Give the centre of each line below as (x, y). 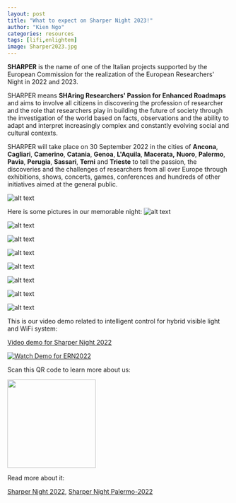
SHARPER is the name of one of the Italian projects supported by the (107, 67)
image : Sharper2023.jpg (42, 47)
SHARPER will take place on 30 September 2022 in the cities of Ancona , (113, 147)
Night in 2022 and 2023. (43, 82)
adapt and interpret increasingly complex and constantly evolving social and (118, 125)
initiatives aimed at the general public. (63, 184)
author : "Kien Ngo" (36, 27)
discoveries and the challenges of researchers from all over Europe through (117, 169)
